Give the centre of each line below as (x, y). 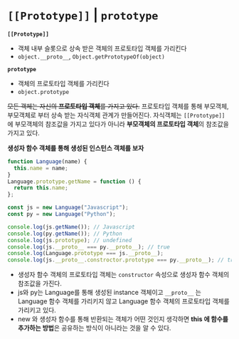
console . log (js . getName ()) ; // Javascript (71, 227)
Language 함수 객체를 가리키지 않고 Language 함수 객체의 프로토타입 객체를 (123, 301)
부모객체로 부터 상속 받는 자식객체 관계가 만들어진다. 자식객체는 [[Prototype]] (116, 115)
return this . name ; (41, 188)
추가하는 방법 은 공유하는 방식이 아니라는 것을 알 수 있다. (94, 328)
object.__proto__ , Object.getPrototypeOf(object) (91, 56)
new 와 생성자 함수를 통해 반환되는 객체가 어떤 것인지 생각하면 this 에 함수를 (123, 319)
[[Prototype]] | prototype (83, 15)
